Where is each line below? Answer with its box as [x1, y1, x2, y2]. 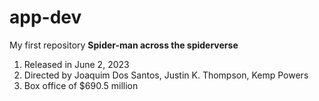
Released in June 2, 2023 [23, 58, 130, 70]
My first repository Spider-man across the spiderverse [9, 39, 239, 51]
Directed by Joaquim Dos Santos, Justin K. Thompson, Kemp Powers [23, 69, 309, 81]
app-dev [9, 6, 82, 29]
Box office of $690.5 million [23, 79, 139, 91]
